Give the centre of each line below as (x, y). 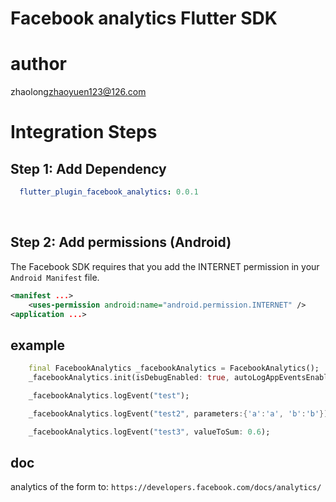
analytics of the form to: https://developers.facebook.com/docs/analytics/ (166, 487)
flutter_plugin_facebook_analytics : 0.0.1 (109, 192)
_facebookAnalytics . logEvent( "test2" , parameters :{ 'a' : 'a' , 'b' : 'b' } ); (180, 413)
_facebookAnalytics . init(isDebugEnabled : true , (129, 378)
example (38, 345)
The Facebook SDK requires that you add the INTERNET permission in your (165, 266)
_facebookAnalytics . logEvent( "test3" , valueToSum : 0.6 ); (149, 432)
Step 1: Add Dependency (88, 168)
